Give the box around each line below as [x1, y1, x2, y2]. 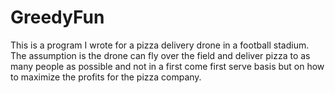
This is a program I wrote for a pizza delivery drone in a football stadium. [10, 39, 310, 51]
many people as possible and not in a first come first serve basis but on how [10, 60, 325, 72]
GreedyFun [10, 6, 105, 29]
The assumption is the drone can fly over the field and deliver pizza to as [10, 49, 311, 61]
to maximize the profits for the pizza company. [10, 71, 202, 83]
